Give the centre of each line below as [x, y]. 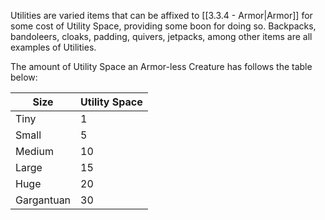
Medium [34, 151]
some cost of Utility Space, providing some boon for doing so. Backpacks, [163, 26]
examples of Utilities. [53, 47]
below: [24, 77]
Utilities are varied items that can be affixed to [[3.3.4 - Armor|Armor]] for [161, 15]
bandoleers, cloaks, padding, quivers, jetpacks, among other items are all [161, 36]
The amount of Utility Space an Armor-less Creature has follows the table [161, 66]
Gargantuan [43, 200]
